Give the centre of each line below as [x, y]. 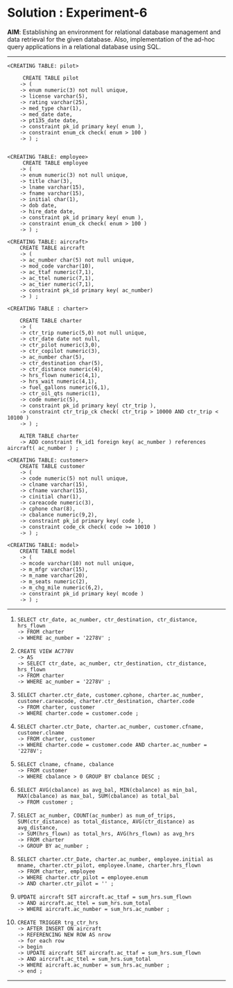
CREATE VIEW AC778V [45, 651]
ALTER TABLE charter [49, 436]
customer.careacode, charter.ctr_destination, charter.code [106, 701]
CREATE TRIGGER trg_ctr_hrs [58, 922]
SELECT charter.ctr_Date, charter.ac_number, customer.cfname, [111, 727]
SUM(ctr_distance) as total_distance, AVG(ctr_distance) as [106, 822]
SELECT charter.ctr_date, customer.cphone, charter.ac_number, [111, 695]
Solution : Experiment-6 [77, 13]
